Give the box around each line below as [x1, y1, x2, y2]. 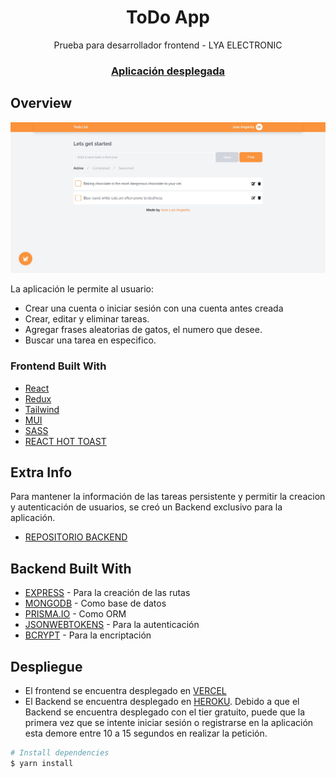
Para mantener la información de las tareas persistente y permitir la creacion [10, 491, 326, 503]
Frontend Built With [10, 359, 107, 373]
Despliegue [10, 658, 83, 675]
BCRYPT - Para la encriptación [24, 629, 152, 641]
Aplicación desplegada [110, 64, 226, 78]
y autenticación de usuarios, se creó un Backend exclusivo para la [10, 501, 283, 513]
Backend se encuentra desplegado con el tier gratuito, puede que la [24, 706, 306, 718]
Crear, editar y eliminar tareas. [24, 313, 150, 325]
